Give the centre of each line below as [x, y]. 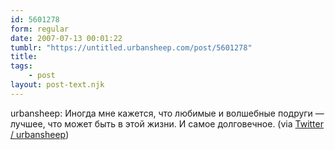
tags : [21, 66]
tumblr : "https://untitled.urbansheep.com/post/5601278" [131, 47]
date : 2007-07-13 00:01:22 [66, 38]
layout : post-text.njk [57, 85]
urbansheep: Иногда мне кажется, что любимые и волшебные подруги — [167, 113]
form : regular [40, 29]
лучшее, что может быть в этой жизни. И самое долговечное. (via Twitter [167, 123]
